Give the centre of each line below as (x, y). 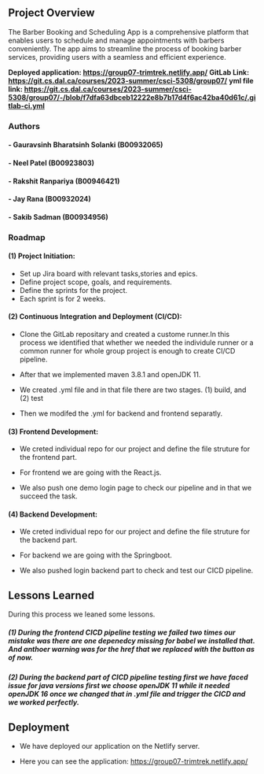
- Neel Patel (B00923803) (51, 163)
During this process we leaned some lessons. (82, 614)
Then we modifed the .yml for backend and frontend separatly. (121, 413)
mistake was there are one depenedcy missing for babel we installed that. (132, 640)
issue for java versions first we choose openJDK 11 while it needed (119, 686)
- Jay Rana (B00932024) (50, 199)
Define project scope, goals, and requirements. (96, 282)
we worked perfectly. (44, 702)
